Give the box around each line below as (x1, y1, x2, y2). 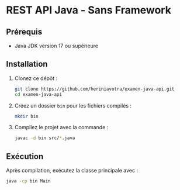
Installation (6, 59, 48, 69)
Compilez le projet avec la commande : (14, 124, 109, 131)
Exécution (6, 151, 44, 161)
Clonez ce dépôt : (14, 74, 58, 82)
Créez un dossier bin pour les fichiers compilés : (14, 102, 132, 109)
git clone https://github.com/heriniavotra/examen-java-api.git (14, 86, 175, 92)
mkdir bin (14, 113, 39, 119)
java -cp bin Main (6, 178, 51, 184)
